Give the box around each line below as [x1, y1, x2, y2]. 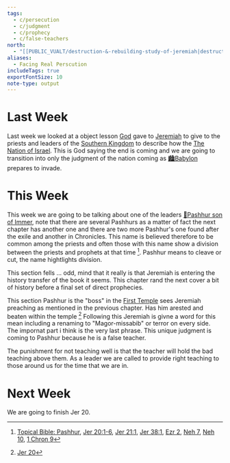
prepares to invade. [7, 164, 62, 172]
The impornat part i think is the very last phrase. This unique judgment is [7, 326, 212, 335]
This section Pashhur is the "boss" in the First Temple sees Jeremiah [7, 296, 201, 304]
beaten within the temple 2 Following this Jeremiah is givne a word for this [7, 310, 216, 320]
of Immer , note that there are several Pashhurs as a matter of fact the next [7, 218, 216, 226]
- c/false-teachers [13, 36, 69, 42]
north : [7, 42, 26, 49]
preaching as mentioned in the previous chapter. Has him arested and [7, 304, 204, 312]
